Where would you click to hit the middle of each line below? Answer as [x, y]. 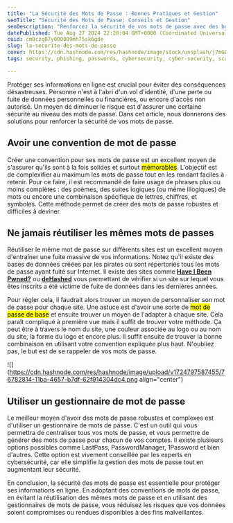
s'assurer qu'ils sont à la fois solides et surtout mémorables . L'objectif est [112, 167]
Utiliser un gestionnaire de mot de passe [96, 401]
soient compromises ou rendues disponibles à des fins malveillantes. [105, 513]
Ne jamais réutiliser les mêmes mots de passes [111, 233]
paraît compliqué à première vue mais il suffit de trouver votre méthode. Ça [114, 322]
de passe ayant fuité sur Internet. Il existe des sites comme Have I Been [110, 272]
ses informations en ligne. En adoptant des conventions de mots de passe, [114, 490]
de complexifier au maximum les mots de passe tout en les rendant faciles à [116, 175]
